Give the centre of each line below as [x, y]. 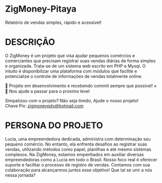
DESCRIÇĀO [30, 42]
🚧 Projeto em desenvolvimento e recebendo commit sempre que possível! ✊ [81, 86]
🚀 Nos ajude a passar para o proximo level [47, 91]
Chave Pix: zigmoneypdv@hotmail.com [44, 106]
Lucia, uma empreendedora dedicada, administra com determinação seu [78, 139]
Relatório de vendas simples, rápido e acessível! [53, 22]
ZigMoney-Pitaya [41, 9]
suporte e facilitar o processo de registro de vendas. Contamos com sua [78, 165]
